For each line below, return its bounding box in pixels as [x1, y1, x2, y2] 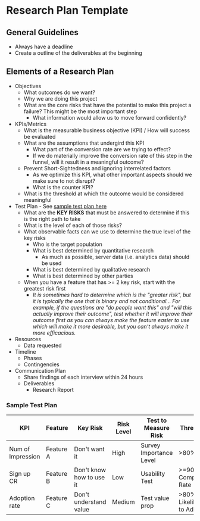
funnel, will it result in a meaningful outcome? [32, 158, 144, 166]
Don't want [74, 445, 105, 453]
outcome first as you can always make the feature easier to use [32, 316, 190, 323]
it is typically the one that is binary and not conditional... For [32, 297, 180, 304]
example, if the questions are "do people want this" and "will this [32, 304, 192, 311]
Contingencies [23, 361, 60, 368]
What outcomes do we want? [23, 89, 95, 96]
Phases [23, 354, 42, 361]
